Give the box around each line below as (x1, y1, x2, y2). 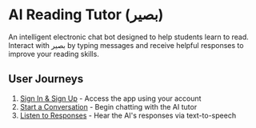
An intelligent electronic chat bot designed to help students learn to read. (8, 32, 250, 42)
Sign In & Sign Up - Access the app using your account (19, 94, 202, 103)
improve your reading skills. (8, 49, 100, 58)
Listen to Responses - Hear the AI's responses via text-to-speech (19, 110, 237, 120)
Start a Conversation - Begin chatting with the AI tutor (19, 102, 198, 111)
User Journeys (8, 72, 84, 86)
